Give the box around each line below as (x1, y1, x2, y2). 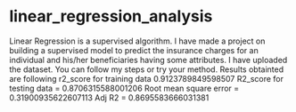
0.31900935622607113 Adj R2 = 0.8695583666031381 (9, 92, 210, 103)
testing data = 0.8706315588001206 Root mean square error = (9, 83, 240, 93)
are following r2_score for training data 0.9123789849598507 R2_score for (9, 73, 284, 84)
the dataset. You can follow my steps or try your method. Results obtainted (9, 64, 284, 75)
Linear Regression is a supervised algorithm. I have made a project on (9, 36, 266, 46)
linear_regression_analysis (9, 6, 213, 27)
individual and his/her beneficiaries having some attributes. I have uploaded (9, 54, 288, 65)
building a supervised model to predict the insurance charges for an (9, 44, 259, 55)
